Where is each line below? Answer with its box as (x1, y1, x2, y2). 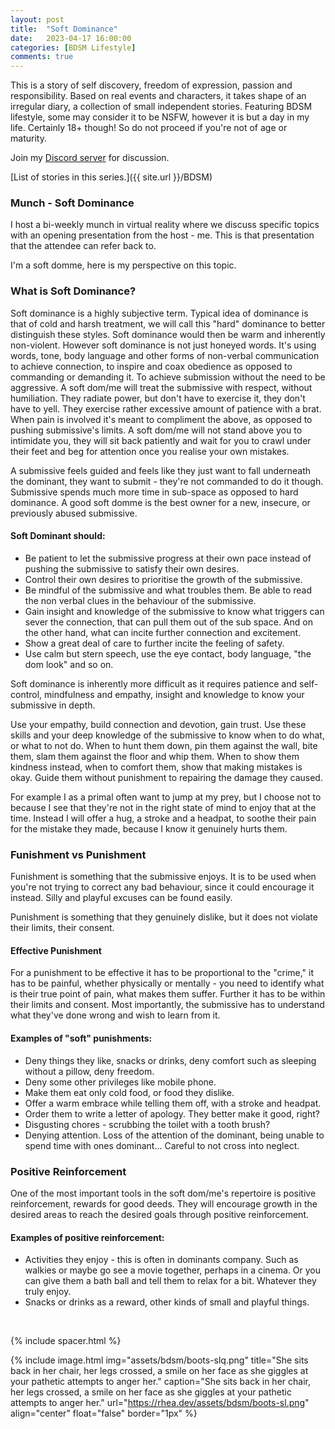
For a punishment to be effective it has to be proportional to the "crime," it (10, 967, 315, 979)
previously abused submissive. (10, 507, 138, 519)
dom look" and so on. (24, 658, 114, 670)
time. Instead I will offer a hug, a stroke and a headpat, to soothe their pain (10, 812, 317, 824)
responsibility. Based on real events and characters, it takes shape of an (10, 90, 307, 102)
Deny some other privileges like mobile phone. (24, 1076, 217, 1088)
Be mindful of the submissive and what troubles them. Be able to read (24, 584, 313, 596)
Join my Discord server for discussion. (10, 152, 170, 164)
